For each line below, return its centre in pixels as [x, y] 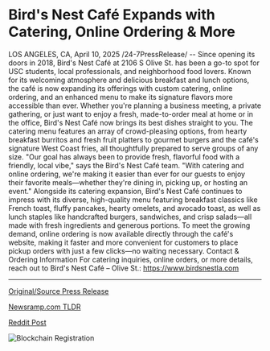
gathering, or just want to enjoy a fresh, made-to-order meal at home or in [131, 114]
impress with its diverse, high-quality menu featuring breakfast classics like [133, 200]
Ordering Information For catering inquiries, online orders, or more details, [131, 259]
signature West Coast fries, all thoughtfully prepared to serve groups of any [133, 148]
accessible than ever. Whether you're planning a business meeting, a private [135, 105]
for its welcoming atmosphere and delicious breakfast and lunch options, [129, 80]
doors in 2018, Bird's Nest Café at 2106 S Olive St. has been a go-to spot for [134, 63]
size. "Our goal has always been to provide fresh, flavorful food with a [124, 157]
